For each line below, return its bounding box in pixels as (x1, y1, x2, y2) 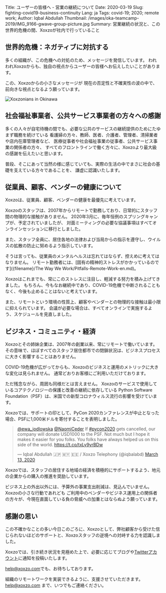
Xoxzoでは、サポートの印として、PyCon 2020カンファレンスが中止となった (5, 410, 160, 416)
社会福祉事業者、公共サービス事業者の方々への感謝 (5, 112, 161, 120)
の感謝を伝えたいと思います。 (5, 150, 66, 156)
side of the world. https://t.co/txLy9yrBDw (17, 442, 103, 448)
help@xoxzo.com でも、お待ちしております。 (5, 566, 96, 572)
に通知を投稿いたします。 (18, 555, 70, 561)
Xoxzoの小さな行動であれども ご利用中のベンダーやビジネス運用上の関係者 (5, 490, 158, 496)
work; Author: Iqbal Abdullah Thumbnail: (5, 15, 87, 21)
